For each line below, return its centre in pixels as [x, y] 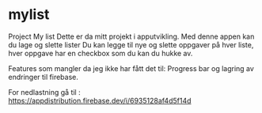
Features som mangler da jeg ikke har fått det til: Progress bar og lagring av [131, 68]
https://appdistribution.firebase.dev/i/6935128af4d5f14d [100, 100]
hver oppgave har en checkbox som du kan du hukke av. [101, 53]
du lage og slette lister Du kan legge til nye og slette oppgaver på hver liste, [131, 44]
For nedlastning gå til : [44, 92]
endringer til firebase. [44, 77]
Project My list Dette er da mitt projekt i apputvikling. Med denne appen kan [131, 36]
